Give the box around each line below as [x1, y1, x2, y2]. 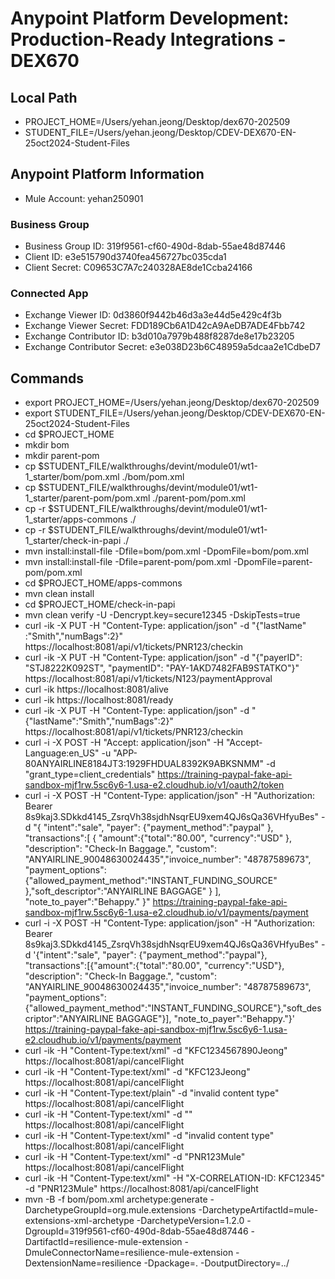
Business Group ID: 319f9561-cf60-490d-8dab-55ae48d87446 [24, 240, 286, 252]
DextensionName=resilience [24, 1257, 142, 1269]
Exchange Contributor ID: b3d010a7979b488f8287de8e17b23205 [24, 330, 295, 342]
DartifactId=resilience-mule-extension [24, 1236, 183, 1248]
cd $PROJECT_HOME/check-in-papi [24, 598, 176, 611]
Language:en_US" [24, 747, 100, 759]
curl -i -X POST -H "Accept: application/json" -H [24, 737, 224, 749]
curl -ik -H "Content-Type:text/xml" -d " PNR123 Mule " [24, 1151, 246, 1163]
